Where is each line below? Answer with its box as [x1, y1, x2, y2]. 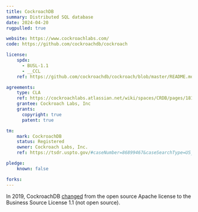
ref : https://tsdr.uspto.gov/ [16, 150, 91, 156]
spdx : [16, 57, 31, 63]
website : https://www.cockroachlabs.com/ [6, 36, 110, 42]
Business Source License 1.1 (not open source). [6, 198, 121, 206]
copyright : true [21, 111, 62, 118]
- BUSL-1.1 [21, 62, 49, 68]
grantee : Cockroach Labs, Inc [16, 101, 91, 107]
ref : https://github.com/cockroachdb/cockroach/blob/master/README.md [16, 74, 194, 79]
